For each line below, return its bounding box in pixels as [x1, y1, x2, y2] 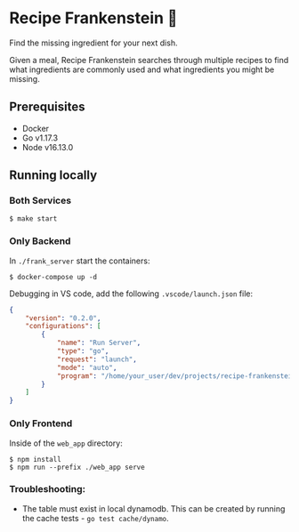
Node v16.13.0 [21, 141, 74, 152]
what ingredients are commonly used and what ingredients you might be [9, 64, 275, 75]
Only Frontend [9, 417, 73, 430]
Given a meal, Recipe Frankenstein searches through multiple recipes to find [9, 54, 289, 65]
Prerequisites [9, 100, 85, 115]
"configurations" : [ [25, 322, 101, 331]
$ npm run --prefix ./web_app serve [9, 463, 145, 472]
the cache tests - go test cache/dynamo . [21, 512, 169, 523]
